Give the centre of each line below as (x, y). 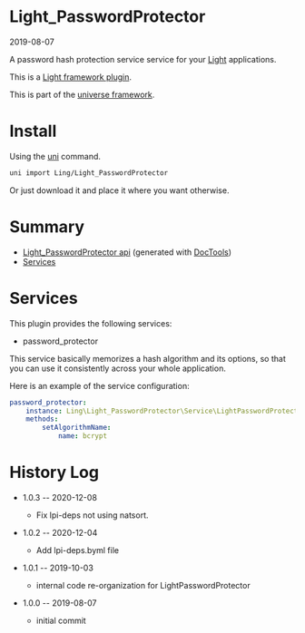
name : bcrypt (82, 436)
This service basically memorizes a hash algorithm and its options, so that (148, 358)
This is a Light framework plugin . (70, 77)
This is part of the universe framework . (82, 94)
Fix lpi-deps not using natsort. (92, 515)
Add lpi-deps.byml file (78, 550)
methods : (42, 419)
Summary (47, 226)
